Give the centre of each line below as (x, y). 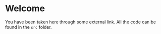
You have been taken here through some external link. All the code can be (80, 22)
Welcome (25, 8)
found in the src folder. (28, 27)
